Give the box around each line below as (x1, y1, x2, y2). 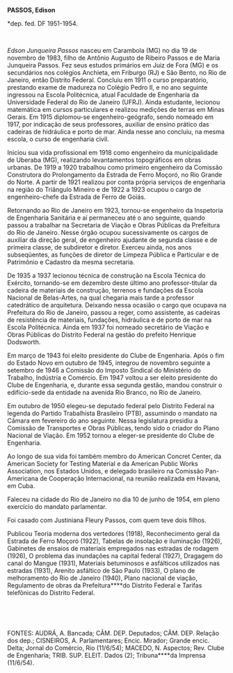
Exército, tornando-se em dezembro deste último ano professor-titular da (7, 279, 218, 287)
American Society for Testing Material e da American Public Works (7, 460, 198, 468)
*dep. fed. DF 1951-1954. (7, 19, 79, 27)
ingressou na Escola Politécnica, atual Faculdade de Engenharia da (7, 90, 200, 99)
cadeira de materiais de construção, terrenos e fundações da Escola (7, 286, 204, 294)
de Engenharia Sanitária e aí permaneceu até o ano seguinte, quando (7, 213, 205, 222)
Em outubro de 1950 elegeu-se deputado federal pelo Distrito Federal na (7, 402, 215, 410)
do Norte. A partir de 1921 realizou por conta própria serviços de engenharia (7, 178, 226, 186)
